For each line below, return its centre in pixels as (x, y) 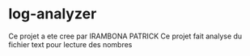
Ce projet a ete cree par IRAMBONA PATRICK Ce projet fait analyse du (125, 36)
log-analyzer (53, 14)
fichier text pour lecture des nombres (70, 44)
